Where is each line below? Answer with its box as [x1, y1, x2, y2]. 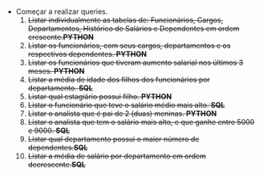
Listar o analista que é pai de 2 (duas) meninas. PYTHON [27, 109, 217, 118]
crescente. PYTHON [27, 32, 94, 42]
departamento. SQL [27, 83, 94, 93]
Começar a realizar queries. [15, 7, 108, 16]
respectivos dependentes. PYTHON [27, 50, 147, 58]
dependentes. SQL [27, 143, 88, 152]
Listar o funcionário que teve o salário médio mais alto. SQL [27, 100, 225, 110]
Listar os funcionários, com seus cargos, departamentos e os [27, 41, 231, 50]
